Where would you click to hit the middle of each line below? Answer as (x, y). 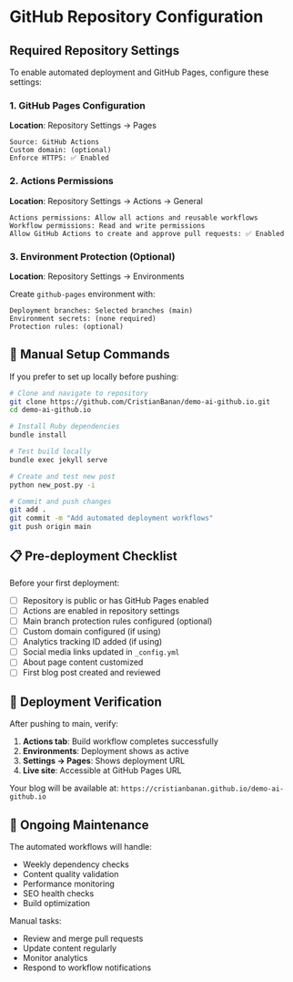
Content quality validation (71, 874)
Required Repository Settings (95, 51)
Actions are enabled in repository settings (101, 610)
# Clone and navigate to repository (79, 393)
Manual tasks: (35, 921)
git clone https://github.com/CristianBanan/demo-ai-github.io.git (140, 402)
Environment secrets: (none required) (83, 318)
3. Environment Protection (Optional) (92, 256)
